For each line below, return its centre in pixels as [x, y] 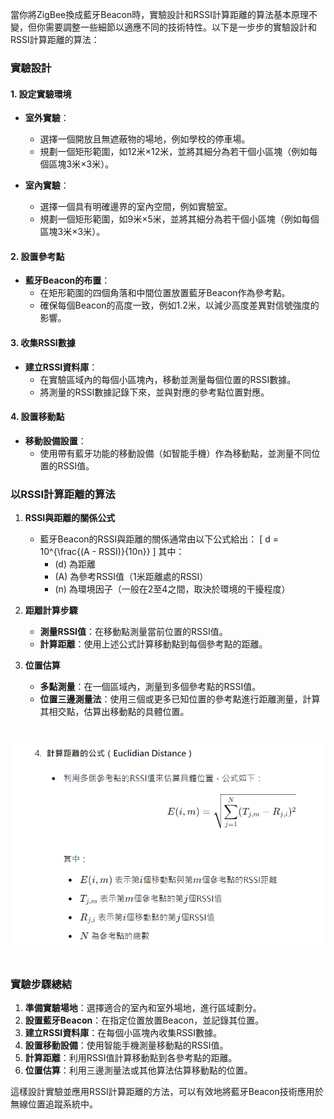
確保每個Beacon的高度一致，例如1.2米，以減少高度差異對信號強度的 [179, 305]
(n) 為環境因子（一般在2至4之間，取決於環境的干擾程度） [172, 589]
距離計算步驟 [51, 610]
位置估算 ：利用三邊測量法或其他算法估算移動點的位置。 [138, 1070]
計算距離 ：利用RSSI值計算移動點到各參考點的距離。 [131, 1058]
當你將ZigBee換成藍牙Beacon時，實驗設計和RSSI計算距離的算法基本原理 [159, 14]
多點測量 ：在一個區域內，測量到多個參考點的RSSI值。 [150, 687]
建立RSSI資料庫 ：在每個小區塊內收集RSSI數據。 [123, 1033]
